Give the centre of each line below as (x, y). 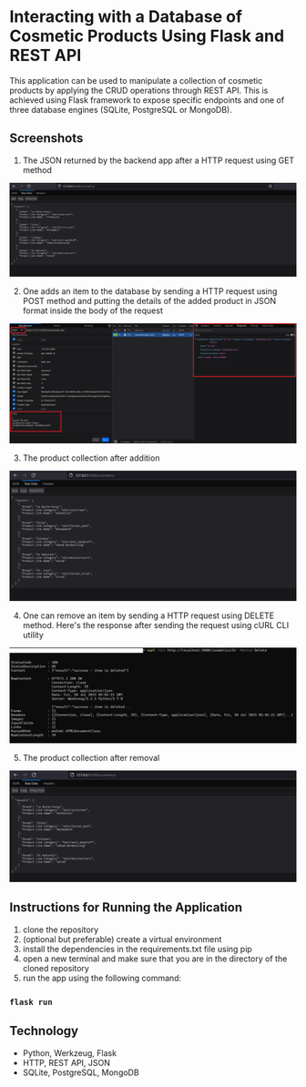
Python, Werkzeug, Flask (69, 1052)
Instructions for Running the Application (126, 908)
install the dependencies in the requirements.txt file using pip (137, 949)
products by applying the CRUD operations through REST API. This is (139, 90)
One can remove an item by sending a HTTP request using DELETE (148, 615)
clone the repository (61, 930)
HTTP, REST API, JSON (66, 1062)
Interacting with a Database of (126, 17)
